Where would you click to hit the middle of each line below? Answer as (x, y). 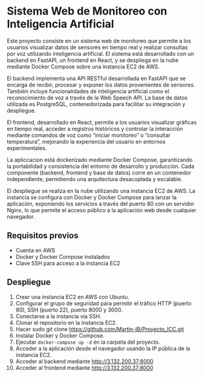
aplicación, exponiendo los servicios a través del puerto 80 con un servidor (101, 204)
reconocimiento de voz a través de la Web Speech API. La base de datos (97, 98)
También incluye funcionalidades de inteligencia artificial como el (88, 91)
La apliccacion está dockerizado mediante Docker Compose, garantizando (100, 159)
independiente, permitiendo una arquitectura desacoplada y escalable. (95, 179)
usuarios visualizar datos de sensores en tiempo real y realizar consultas (97, 47)
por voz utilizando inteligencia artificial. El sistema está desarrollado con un (101, 53)
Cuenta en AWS (35, 250)
